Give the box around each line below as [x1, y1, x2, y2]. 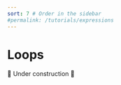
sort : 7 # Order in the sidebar [7, 10, 101, 17]
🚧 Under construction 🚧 [7, 70, 75, 78]
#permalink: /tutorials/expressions [7, 17, 114, 24]
